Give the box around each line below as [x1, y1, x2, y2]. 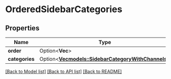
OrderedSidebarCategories [5, 4, 123, 15]
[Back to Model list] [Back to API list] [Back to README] [5, 68, 122, 74]
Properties [5, 24, 40, 32]
